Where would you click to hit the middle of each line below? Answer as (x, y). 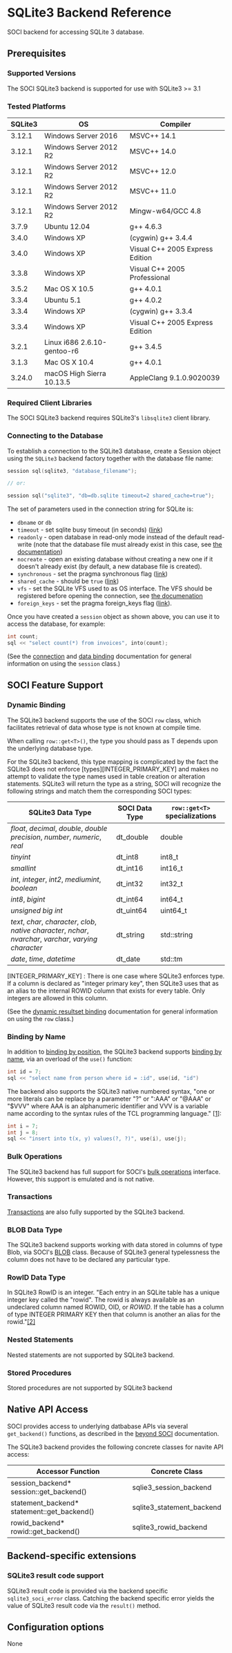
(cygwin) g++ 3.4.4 (161, 238)
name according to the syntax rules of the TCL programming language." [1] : (115, 1113)
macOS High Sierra (75, 373)
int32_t (171, 884)
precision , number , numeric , (56, 837)
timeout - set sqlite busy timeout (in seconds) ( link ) (90, 530)
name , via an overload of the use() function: (70, 1058)
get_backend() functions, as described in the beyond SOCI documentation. (113, 1433)
